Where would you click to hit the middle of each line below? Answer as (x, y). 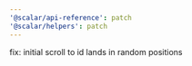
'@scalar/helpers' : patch (58, 26)
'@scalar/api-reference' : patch (71, 18)
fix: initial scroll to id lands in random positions (96, 52)
